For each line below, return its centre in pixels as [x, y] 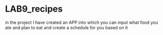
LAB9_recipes [34, 9]
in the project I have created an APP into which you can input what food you [81, 22]
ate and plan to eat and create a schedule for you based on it [67, 27]
